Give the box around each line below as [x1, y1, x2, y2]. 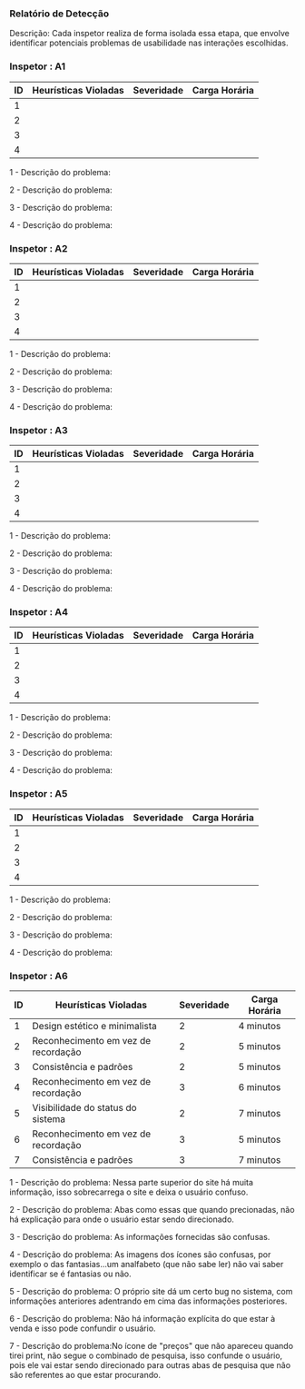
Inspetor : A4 [9, 606, 69, 619]
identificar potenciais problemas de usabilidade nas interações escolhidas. [9, 37, 289, 48]
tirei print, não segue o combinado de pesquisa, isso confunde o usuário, [9, 1350, 283, 1361]
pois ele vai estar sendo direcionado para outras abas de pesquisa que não [9, 1360, 291, 1371]
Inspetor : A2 [9, 242, 68, 254]
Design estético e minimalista [32, 1020, 157, 1033]
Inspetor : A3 [9, 423, 68, 436]
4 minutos [238, 1020, 281, 1033]
